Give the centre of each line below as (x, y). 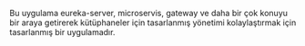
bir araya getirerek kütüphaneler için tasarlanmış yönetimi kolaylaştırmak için (153, 23)
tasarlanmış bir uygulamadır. (62, 32)
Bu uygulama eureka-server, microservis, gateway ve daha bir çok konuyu (149, 13)
